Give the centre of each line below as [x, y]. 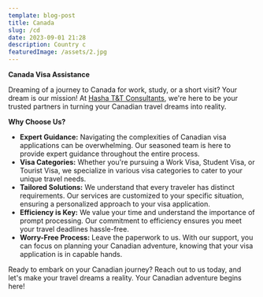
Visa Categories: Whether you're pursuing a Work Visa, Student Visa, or [137, 162]
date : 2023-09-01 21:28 [47, 37]
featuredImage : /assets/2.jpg [58, 52]
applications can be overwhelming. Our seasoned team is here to [125, 145]
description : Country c [47, 45]
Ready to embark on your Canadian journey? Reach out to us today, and [125, 269]
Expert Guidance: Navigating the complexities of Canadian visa [123, 137]
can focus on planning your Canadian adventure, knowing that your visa [136, 246]
